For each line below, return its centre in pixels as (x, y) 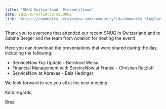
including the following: (29, 53)
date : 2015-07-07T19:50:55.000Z (38, 14)
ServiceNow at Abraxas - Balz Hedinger (53, 73)
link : (11, 19)
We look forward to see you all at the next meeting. (57, 83)
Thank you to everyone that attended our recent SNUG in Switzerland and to (83, 33)
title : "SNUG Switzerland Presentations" (49, 10)
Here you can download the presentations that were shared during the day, (82, 48)
